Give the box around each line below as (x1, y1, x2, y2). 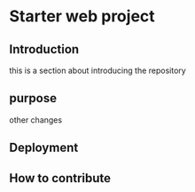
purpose (9, 91, 58, 106)
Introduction (9, 42, 80, 57)
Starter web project (9, 6, 155, 27)
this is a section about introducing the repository (9, 65, 186, 76)
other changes (9, 114, 63, 125)
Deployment (9, 140, 79, 156)
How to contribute (9, 171, 112, 186)
